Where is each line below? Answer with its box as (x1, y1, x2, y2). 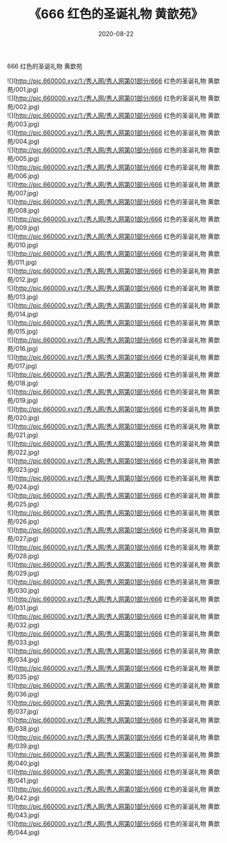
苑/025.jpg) (7, 500, 40, 508)
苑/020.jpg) (7, 413, 40, 421)
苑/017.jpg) (7, 361, 38, 370)
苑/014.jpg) (7, 310, 39, 318)
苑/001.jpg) (7, 85, 39, 93)
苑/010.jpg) (7, 240, 39, 249)
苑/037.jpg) (7, 707, 39, 715)
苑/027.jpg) (7, 534, 39, 542)
